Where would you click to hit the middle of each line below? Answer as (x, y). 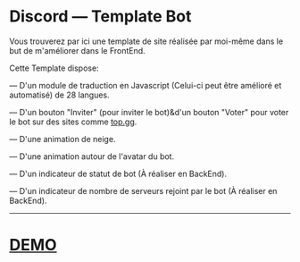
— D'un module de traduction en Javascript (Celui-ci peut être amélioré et (146, 85)
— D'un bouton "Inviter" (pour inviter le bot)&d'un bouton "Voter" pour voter (149, 112)
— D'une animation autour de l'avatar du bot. (92, 156)
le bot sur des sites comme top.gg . (73, 122)
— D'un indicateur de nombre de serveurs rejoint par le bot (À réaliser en (143, 190)
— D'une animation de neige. (62, 139)
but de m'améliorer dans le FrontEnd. (77, 50)
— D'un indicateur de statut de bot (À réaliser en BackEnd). (118, 173)
